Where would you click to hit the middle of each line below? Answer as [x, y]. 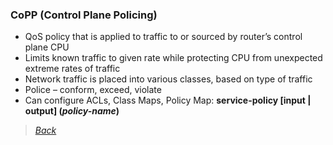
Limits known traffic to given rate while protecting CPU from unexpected [173, 58]
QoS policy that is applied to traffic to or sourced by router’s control [163, 37]
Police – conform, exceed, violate [93, 90]
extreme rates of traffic [72, 69]
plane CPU [47, 47]
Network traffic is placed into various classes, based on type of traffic [168, 79]
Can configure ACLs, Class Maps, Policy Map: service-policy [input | [168, 100]
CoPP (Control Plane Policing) [84, 15]
